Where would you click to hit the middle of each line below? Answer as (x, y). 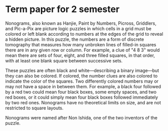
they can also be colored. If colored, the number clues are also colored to (81, 76)
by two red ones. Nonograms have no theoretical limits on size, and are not (83, 102)
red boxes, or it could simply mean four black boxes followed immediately (82, 97)
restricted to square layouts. (35, 108)
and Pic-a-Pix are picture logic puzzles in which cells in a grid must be (78, 28)
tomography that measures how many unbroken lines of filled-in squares (81, 44)
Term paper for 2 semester (62, 9)
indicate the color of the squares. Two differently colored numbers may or (82, 81)
